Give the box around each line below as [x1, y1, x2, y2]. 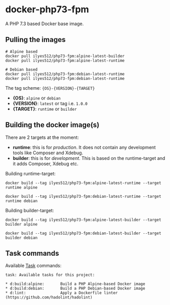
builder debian [5, 235, 38, 240]
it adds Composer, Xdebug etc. [12, 160, 78, 167]
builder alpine [5, 221, 38, 227]
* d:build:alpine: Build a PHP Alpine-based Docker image [5, 281, 145, 287]
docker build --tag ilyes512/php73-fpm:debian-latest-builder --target [5, 231, 161, 236]
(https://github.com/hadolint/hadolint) [5, 295, 93, 300]
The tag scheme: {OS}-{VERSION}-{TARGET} [5, 85, 95, 91]
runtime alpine [5, 185, 38, 190]
